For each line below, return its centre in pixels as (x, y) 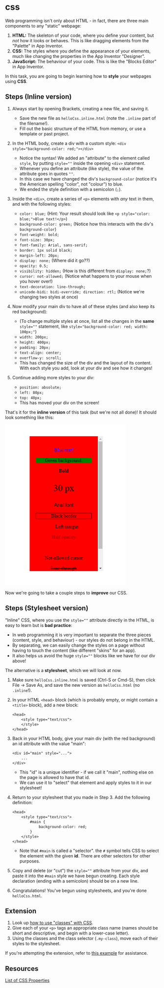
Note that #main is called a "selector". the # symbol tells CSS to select (89, 851)
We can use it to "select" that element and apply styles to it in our (85, 782)
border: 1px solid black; (46, 250)
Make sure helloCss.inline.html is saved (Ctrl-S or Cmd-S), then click (84, 680)
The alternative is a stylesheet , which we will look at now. (63, 670)
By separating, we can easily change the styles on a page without (79, 645)
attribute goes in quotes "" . (47, 174)
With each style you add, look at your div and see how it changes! (86, 368)
